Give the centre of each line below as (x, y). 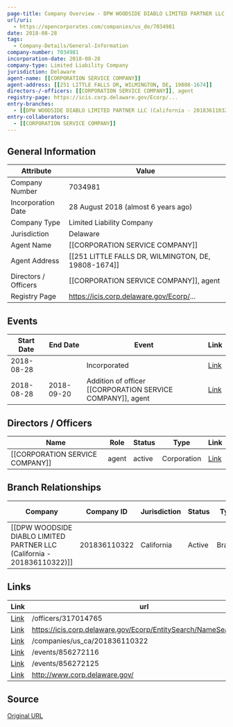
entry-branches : (31, 104)
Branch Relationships (54, 488)
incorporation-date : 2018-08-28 (54, 59)
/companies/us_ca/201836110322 (90, 641)
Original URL (25, 716)
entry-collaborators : (38, 117)
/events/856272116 (65, 652)
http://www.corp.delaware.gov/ (83, 674)
